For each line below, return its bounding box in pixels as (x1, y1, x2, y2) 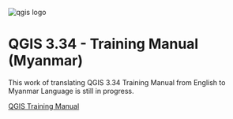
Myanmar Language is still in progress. (8, 86, 134, 95)
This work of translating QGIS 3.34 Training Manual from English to (8, 77, 226, 87)
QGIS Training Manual (8, 101, 80, 110)
